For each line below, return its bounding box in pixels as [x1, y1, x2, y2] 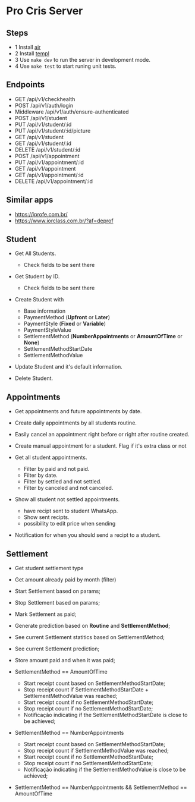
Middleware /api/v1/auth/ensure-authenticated [14, 108, 129, 115]
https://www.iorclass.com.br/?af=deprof [14, 217, 114, 224]
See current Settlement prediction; [14, 645, 100, 652]
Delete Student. [14, 375, 54, 382]
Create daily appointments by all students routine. [14, 419, 137, 426]
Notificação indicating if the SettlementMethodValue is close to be [23, 766, 186, 773]
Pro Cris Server [6, 4, 83, 18]
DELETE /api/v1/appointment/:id [14, 177, 93, 185]
